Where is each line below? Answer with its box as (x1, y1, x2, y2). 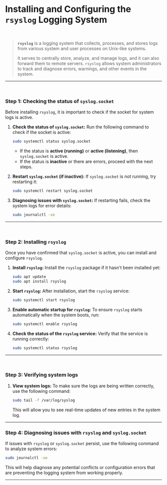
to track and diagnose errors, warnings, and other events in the (17, 66, 147, 72)
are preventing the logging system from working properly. (5, 470, 123, 476)
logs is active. (5, 115, 34, 121)
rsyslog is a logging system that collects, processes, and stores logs (17, 40, 158, 46)
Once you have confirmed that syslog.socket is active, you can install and (5, 250, 157, 256)
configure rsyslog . (5, 255, 43, 261)
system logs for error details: (12, 203, 72, 209)
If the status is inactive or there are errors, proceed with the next (19, 158, 153, 165)
